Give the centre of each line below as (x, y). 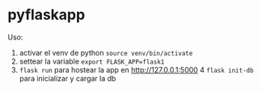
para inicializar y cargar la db (68, 78)
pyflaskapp (46, 15)
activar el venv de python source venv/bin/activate (106, 52)
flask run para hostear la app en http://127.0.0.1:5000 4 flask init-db (136, 69)
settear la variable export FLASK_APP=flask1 (92, 61)
